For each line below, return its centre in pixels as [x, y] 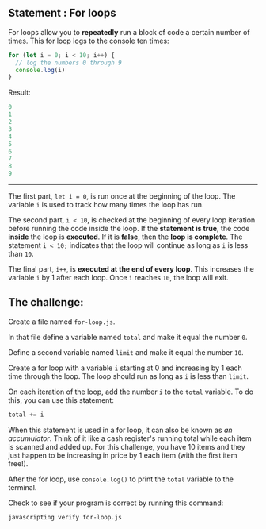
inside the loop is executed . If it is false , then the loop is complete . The [125, 237]
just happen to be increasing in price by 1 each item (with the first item [123, 455]
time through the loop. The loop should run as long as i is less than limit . [129, 376]
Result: [19, 93]
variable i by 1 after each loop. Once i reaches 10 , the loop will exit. [118, 278]
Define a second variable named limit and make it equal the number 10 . [126, 352]
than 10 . [21, 254]
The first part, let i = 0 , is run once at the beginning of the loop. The [122, 196]
